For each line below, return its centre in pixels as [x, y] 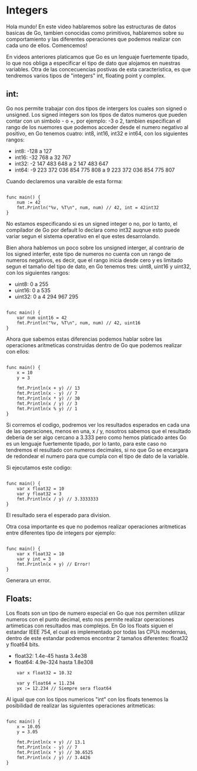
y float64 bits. [23, 644]
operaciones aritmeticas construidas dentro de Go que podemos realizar [94, 345]
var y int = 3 [34, 559]
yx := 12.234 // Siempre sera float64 [64, 688]
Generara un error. [29, 580]
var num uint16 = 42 [42, 318]
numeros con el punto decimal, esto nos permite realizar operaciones [90, 619]
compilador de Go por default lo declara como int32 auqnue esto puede [93, 230]
